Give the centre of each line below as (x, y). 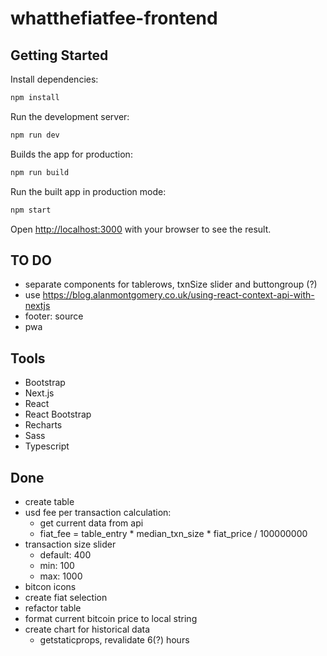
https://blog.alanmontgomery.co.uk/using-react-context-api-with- (178, 295)
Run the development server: (70, 116)
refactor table (53, 608)
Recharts (43, 425)
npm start (31, 210)
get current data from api (91, 523)
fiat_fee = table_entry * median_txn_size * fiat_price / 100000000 (173, 533)
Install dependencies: (54, 79)
